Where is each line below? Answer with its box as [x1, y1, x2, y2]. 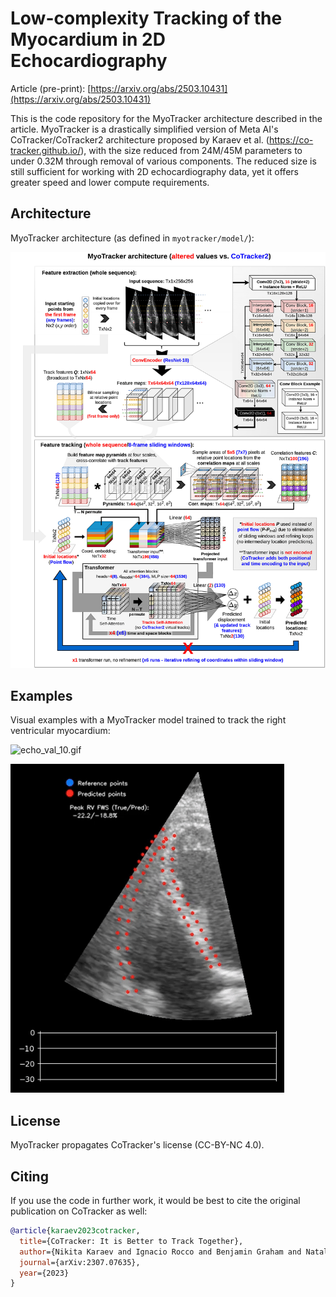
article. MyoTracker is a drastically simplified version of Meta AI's [10, 123, 279, 135]
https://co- [268, 133, 314, 146]
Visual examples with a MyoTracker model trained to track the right [10, 714, 287, 726]
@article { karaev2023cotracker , [10, 1226, 141, 1236]
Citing [10, 1168, 49, 1185]
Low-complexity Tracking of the [10, 7, 283, 30]
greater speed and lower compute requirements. [10, 176, 210, 188]
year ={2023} [19, 1268, 70, 1278]
